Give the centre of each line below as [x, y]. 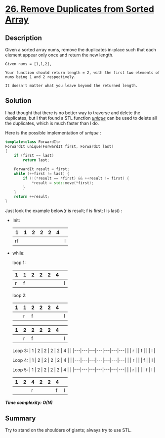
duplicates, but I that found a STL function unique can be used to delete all [81, 118]
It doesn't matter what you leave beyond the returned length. [72, 86]
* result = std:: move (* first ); [62, 183]
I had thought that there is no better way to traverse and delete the [73, 113]
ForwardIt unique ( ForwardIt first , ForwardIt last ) [59, 146]
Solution [18, 101]
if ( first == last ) [34, 156]
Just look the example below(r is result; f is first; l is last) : [64, 211]
